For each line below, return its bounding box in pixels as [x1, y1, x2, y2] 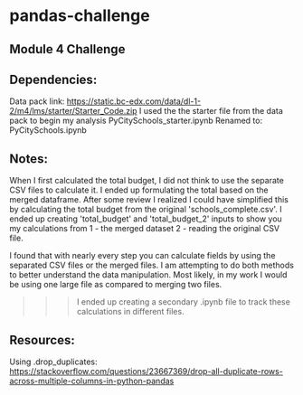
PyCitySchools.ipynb [9, 125, 88, 136]
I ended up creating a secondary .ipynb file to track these [76, 296, 291, 307]
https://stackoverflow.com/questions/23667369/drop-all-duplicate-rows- [9, 366, 283, 377]
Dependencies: [9, 71, 98, 87]
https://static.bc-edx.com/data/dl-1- [66, 96, 202, 107]
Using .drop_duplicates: [9, 356, 98, 367]
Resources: [9, 332, 75, 348]
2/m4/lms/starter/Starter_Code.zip [9, 106, 137, 117]
